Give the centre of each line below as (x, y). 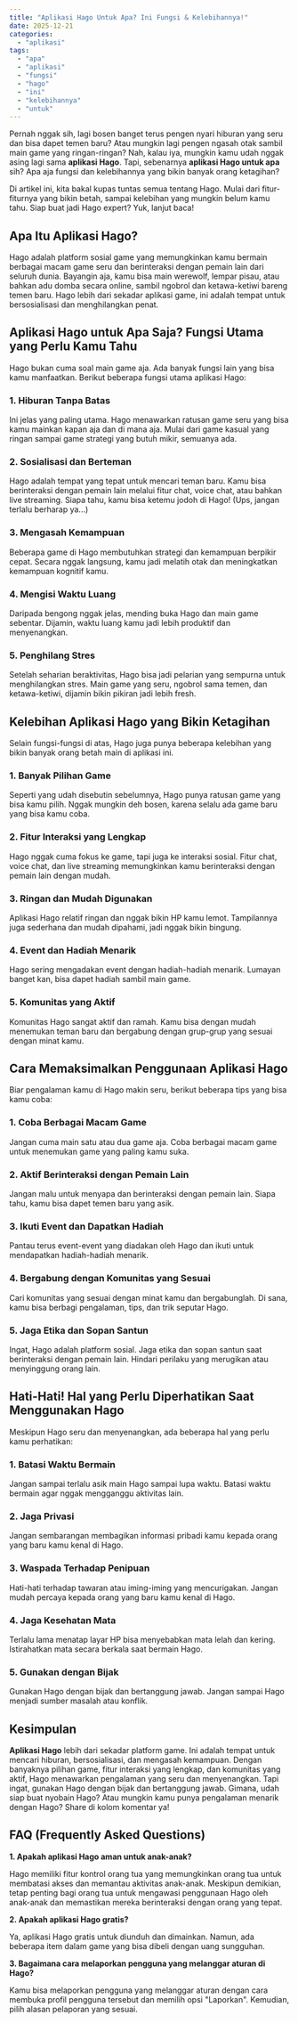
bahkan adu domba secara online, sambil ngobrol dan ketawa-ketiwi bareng (149, 286)
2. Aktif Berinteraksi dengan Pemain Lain (99, 1174)
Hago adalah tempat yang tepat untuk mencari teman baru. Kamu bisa (138, 481)
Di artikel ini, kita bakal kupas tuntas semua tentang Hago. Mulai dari (135, 189)
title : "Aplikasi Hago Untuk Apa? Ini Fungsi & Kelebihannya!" (129, 17)
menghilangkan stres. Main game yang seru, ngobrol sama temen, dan (138, 684)
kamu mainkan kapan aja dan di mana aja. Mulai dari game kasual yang (139, 429)
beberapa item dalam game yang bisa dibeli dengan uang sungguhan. (137, 1946)
